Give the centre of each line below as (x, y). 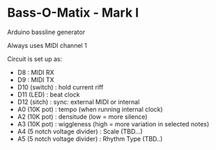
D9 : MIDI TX (36, 80)
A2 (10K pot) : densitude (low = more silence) (82, 117)
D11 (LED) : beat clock (48, 94)
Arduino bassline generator (46, 32)
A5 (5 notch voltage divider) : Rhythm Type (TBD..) (90, 139)
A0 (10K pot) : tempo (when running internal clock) (90, 109)
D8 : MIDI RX (36, 72)
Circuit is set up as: (35, 59)
